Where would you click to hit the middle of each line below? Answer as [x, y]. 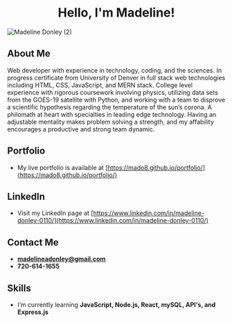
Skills [19, 288]
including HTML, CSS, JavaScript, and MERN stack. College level [100, 85]
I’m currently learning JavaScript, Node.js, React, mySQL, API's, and [116, 305]
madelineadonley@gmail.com [61, 259]
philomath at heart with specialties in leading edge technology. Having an [112, 114]
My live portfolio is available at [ [62, 167]
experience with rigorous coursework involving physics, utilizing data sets [113, 92]
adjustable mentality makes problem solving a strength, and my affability [111, 122]
